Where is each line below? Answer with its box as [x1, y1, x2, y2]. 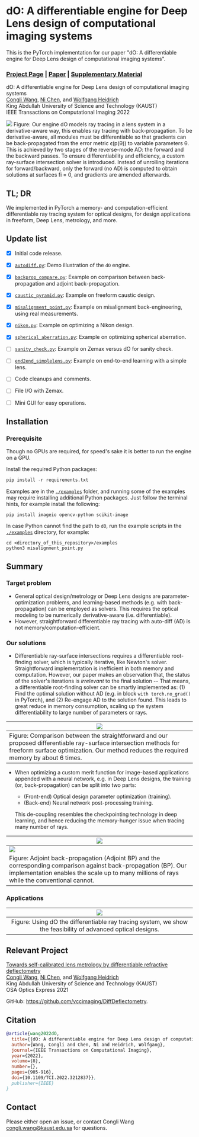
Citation [6, 1015, 37, 1025]
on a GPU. [6, 454, 31, 462]
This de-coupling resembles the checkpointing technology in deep [14, 811, 178, 818]
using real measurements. [14, 310, 79, 318]
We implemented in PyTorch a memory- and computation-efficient [6, 204, 168, 212]
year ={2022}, [11, 1053, 44, 1059]
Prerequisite [6, 434, 43, 443]
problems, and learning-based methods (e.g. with [46, 598, 168, 606]
